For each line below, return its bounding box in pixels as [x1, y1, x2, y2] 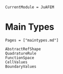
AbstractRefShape [5, 46, 41, 51]
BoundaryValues [5, 64, 37, 69]
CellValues [5, 59, 28, 64]
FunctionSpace [5, 55, 35, 60]
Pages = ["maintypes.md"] [5, 37, 59, 42]
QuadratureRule [5, 50, 37, 56]
